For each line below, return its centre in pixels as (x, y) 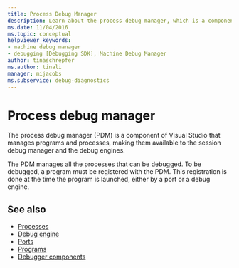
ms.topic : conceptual (39, 34)
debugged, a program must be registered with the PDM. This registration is (117, 172)
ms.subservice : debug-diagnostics (59, 80)
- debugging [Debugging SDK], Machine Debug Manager (87, 54)
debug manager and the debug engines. (67, 150)
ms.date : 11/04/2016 (38, 27)
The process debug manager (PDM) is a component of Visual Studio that (114, 135)
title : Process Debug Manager (52, 14)
